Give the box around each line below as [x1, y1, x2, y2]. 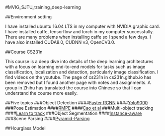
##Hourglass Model [5, 125, 46, 131]
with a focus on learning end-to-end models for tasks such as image [5, 64, 146, 69]
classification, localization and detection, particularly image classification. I [5, 69, 159, 75]
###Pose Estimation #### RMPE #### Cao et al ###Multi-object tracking [5, 105, 154, 111]
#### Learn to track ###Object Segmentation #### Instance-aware [5, 110, 142, 116]
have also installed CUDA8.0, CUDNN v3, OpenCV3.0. [5, 39, 116, 45]
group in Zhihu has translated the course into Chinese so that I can [5, 85, 142, 91]
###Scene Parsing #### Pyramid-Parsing [5, 116, 90, 121]
